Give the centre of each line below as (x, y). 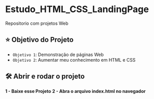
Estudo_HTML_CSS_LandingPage (77, 9)
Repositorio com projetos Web (37, 23)
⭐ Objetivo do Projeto (40, 40)
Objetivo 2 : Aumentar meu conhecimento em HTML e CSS (74, 60)
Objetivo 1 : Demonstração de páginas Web (58, 55)
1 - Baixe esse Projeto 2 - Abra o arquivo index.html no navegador (75, 91)
